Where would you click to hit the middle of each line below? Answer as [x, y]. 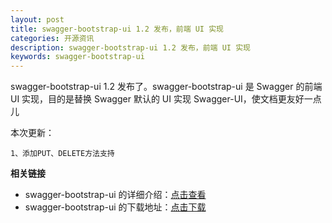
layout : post [37, 19]
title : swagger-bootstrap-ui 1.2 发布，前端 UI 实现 [117, 29]
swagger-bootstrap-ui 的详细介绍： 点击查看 [115, 195]
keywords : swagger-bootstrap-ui [77, 57]
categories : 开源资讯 [52, 38]
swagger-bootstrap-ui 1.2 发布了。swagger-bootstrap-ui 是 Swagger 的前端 [166, 87]
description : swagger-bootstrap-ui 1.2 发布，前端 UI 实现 [130, 47]
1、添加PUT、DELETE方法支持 [62, 154]
